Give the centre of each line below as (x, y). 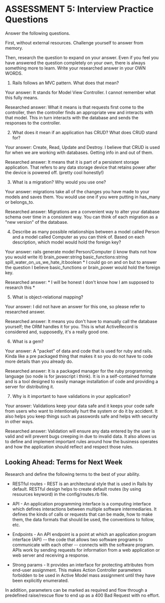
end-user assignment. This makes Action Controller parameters (77, 570)
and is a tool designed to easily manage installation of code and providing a (82, 381)
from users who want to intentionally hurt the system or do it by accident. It (81, 411)
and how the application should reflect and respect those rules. (69, 447)
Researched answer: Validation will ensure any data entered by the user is (80, 431)
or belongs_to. (20, 202)
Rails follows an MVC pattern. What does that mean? (66, 83)
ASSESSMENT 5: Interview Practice (79, 9)
